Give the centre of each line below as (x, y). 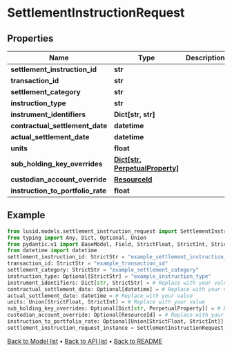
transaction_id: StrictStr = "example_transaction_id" (88, 264)
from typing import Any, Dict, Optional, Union (77, 238)
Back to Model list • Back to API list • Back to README (85, 341)
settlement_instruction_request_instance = (71, 328)
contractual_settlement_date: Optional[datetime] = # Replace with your (114, 289)
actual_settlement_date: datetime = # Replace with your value (100, 296)
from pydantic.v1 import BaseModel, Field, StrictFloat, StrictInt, (108, 244)
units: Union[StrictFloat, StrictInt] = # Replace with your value (106, 302)
